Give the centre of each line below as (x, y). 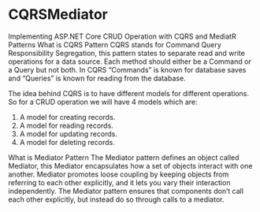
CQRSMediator (58, 15)
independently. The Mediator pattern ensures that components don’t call (126, 191)
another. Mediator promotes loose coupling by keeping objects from (119, 174)
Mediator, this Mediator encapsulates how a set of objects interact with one (130, 166)
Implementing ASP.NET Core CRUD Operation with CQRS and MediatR (122, 36)
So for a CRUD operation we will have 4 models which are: (103, 102)
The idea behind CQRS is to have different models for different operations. (129, 93)
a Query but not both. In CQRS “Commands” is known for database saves (127, 69)
